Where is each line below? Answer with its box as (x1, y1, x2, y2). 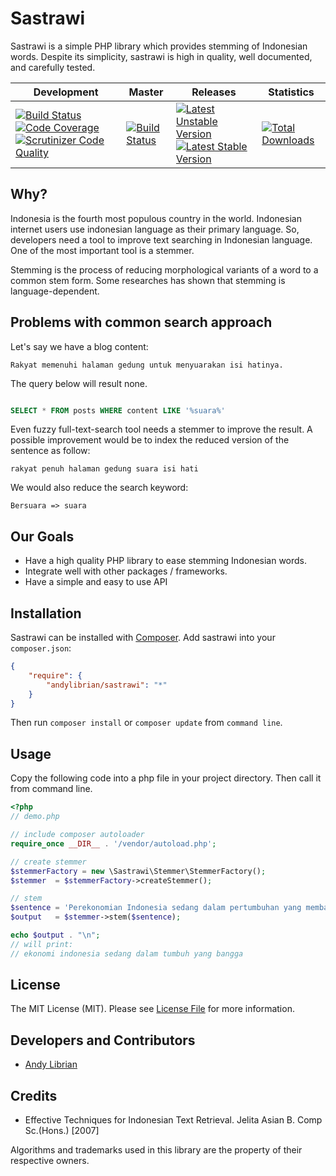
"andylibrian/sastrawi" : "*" (46, 680, 168, 690)
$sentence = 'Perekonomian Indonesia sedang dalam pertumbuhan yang (10, 903, 302, 913)
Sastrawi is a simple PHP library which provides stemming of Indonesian (10, 40, 308, 52)
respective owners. (10, 1155, 90, 1167)
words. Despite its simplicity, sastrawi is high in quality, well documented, (10, 50, 313, 62)
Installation (10, 605, 82, 622)
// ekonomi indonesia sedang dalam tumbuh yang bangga (10, 948, 244, 959)
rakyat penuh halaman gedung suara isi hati (10, 464, 199, 474)
